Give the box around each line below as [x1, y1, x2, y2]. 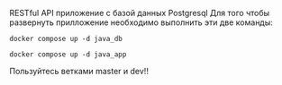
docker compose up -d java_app [9, 50, 127, 59]
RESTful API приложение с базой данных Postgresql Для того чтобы [9, 8, 270, 18]
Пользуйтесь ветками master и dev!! [9, 66, 149, 76]
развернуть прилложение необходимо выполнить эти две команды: [9, 17, 273, 28]
